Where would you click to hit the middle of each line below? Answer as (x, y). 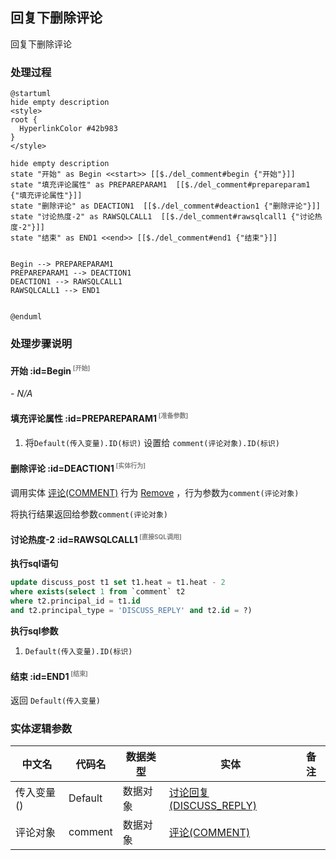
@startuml (31, 94)
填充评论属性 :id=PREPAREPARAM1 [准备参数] (99, 418)
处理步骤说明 (41, 344)
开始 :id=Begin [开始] (50, 370)
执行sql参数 (34, 630)
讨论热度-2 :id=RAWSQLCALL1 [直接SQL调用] (96, 539)
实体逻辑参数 (41, 728)
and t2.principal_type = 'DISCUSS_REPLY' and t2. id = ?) (131, 611)
